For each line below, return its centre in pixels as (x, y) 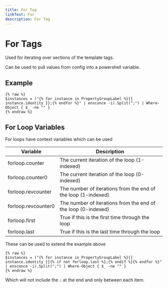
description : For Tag (28, 19)
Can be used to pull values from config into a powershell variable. (73, 67)
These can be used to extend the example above (55, 244)
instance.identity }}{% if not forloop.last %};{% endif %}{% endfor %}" (84, 262)
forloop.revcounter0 (31, 206)
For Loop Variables (35, 127)
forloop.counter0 (27, 177)
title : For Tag (21, 10)
